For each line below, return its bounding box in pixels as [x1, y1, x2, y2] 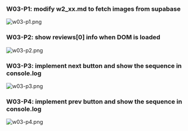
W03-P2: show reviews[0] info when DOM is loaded [6, 33, 160, 42]
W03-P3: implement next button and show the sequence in [6, 61, 182, 70]
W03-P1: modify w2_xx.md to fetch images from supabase [6, 5, 181, 13]
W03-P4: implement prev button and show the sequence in [6, 97, 183, 105]
